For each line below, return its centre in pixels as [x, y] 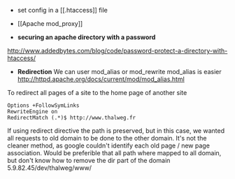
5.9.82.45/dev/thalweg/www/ [50, 168]
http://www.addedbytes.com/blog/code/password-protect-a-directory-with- [117, 51]
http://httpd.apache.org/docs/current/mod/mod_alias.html [101, 79]
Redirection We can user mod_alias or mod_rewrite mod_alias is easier [119, 72]
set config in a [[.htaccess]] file [63, 10]
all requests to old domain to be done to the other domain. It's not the [107, 138]
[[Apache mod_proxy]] [50, 23]
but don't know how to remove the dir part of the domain [89, 160]
